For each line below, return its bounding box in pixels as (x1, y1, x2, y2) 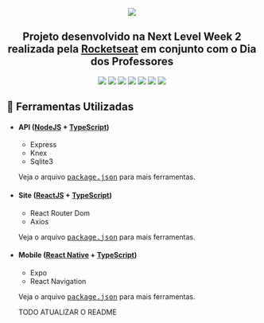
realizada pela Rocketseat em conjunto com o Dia (7, 42, 257, 56)
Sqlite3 (29, 157, 54, 166)
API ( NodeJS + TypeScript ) (17, 122, 110, 131)
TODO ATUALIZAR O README (17, 307, 118, 317)
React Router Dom (29, 208, 91, 218)
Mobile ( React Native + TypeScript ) (17, 251, 138, 260)
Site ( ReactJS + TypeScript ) (17, 191, 112, 200)
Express (29, 140, 57, 150)
